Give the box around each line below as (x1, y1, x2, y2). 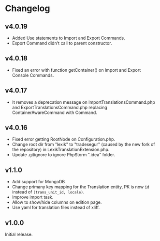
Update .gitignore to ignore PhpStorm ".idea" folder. (12, 152, 115, 158)
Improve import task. (12, 194, 54, 200)
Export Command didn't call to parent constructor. (12, 40, 112, 46)
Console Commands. (12, 72, 54, 78)
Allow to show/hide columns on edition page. (12, 199, 102, 205)
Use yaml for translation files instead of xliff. (12, 205, 100, 210)
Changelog (5, 3, 50, 14)
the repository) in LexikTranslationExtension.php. (12, 146, 110, 153)
